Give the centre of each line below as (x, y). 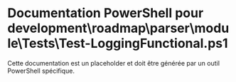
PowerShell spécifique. (41, 71)
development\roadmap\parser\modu (118, 28)
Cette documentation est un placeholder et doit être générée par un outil (114, 63)
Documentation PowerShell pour (106, 13)
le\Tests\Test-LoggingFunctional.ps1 (118, 43)
